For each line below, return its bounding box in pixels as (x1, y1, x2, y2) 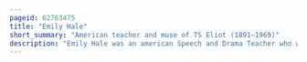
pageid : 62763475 (9, 13, 76, 23)
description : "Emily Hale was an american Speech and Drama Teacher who (9, 38, 292, 48)
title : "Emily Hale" (9, 22, 89, 31)
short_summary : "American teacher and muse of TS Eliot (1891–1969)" (9, 30, 281, 39)
